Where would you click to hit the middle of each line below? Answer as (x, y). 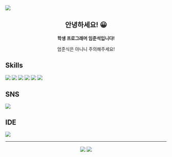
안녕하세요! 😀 (86, 25)
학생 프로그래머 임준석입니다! (86, 38)
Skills (14, 66)
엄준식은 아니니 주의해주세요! (86, 49)
